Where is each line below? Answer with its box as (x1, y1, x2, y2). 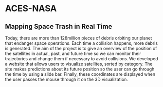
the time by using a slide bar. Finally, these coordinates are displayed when (5, 71, 156, 77)
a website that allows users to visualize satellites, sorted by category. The (5, 61, 153, 67)
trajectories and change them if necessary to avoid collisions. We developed (5, 56, 158, 61)
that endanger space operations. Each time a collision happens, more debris (5, 40, 158, 46)
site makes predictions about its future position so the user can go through (5, 66, 155, 72)
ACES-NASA (5, 3, 57, 14)
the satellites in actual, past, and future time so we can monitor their (5, 51, 141, 56)
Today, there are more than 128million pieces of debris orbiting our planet (5, 35, 152, 41)
